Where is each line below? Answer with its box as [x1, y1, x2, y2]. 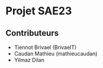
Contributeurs [5, 28, 59, 38]
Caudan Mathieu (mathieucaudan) [14, 50, 98, 57]
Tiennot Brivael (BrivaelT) [14, 44, 77, 51]
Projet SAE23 [5, 4, 72, 18]
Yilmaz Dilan [14, 57, 45, 63]
